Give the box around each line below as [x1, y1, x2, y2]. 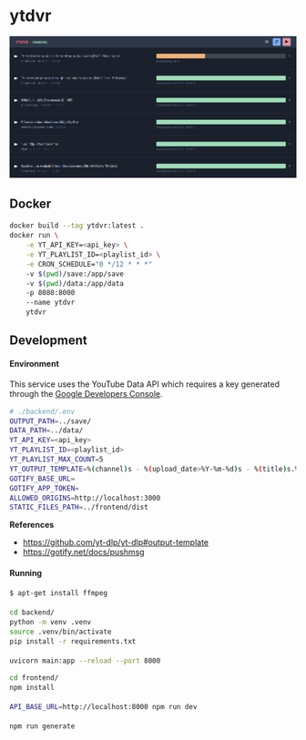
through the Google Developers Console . [9, 388, 163, 399]
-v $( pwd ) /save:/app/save [25, 269, 125, 279]
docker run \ [9, 231, 59, 240]
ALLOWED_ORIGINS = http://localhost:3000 [9, 493, 161, 502]
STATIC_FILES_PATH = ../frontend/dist [9, 502, 148, 512]
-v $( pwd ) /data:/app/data [25, 279, 125, 288]
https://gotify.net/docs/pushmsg [22, 547, 145, 558]
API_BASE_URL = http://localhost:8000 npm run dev [9, 703, 198, 712]
